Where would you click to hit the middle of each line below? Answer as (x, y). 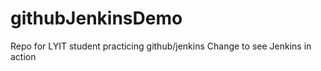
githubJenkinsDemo (96, 18)
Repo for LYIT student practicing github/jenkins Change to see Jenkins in (161, 46)
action (23, 56)
